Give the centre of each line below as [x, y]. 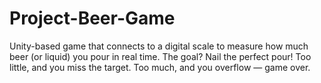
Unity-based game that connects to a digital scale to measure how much [159, 46]
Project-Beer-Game [92, 18]
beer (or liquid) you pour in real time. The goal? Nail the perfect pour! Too [160, 56]
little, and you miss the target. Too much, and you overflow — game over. [160, 67]
